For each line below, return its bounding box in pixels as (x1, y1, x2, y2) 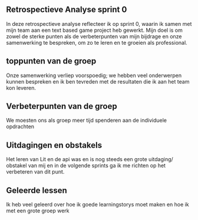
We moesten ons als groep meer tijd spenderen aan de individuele (6, 117, 167, 124)
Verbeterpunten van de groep (6, 101, 117, 111)
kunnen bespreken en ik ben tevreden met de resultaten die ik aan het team (6, 78, 190, 85)
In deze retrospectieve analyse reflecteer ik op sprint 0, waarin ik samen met (6, 20, 192, 27)
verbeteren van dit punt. (6, 168, 65, 175)
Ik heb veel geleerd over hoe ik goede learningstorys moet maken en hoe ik (6, 201, 190, 208)
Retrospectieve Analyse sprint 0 (6, 5, 127, 15)
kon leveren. (6, 84, 37, 91)
